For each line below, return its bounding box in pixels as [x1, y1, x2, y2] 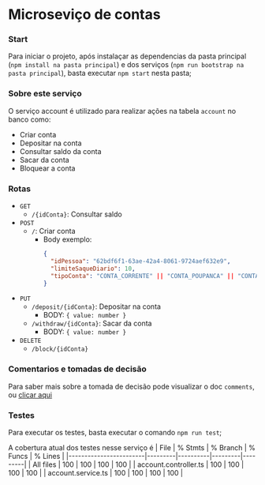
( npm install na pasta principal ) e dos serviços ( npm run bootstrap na [8, 60, 244, 70]
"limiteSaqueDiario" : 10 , [50, 265, 136, 273]
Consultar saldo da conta [19, 146, 102, 156]
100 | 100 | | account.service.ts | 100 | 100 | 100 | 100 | [8, 468, 184, 478]
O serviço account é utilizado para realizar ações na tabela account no [8, 106, 237, 115]
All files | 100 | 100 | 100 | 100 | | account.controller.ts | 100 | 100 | [32, 460, 244, 469]
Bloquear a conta [19, 164, 76, 173]
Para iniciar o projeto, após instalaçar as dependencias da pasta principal [8, 51, 247, 61]
